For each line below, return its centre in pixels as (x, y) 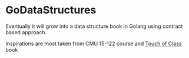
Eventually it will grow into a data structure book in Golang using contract (94, 26)
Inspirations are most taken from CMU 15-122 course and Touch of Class (94, 43)
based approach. (26, 32)
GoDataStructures (51, 10)
